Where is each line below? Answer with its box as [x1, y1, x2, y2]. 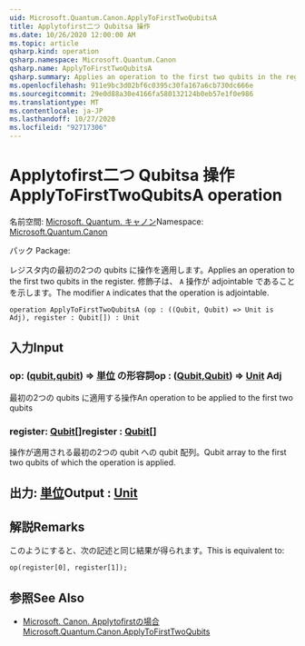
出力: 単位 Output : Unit [9, 485, 138, 501]
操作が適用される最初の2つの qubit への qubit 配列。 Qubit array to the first [9, 446, 288, 457]
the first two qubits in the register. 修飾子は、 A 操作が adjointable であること [9, 275, 296, 286]
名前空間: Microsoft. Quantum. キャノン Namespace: [9, 215, 204, 227]
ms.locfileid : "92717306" [9, 124, 107, 133]
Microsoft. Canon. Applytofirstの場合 [22, 615, 161, 627]
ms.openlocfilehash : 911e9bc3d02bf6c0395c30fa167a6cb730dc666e [9, 81, 254, 90]
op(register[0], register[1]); [9, 563, 128, 572]
